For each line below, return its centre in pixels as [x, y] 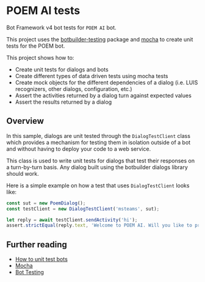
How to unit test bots [41, 259]
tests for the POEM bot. [36, 46]
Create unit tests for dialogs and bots [62, 69]
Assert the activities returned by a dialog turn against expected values [103, 95]
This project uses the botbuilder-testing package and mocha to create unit [100, 39]
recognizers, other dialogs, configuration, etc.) [74, 89]
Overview [25, 121]
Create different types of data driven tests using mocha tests [92, 76]
